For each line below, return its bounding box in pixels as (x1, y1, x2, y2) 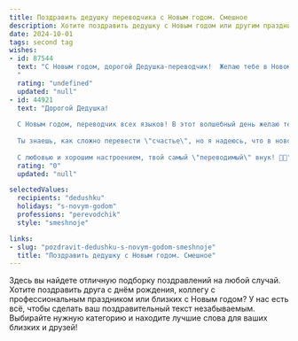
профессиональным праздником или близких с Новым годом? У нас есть (9, 294, 289, 305)
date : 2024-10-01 (9, 29, 74, 38)
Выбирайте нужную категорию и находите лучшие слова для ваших (9, 313, 268, 323)
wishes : (9, 46, 38, 55)
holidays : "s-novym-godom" (17, 202, 117, 211)
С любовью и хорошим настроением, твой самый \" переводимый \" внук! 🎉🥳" (17, 152, 292, 162)
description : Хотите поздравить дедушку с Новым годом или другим (9, 21, 260, 30)
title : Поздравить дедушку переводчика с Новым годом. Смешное (9, 12, 248, 22)
